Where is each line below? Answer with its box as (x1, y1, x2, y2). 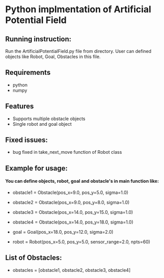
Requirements (5, 68, 51, 77)
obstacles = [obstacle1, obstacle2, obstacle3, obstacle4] (12, 267, 131, 273)
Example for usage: (5, 164, 68, 173)
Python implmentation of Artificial (5, 4, 151, 15)
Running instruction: (5, 35, 72, 43)
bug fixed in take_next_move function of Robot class (12, 149, 122, 155)
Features (5, 102, 34, 110)
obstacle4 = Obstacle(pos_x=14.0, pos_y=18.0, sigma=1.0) (12, 219, 134, 225)
